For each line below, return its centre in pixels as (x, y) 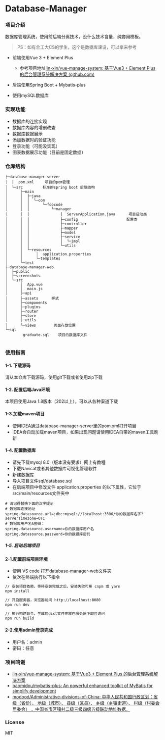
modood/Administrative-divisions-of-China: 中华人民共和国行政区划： (83, 697)
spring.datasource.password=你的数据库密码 (48, 534)
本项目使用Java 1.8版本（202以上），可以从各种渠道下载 (62, 401)
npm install (17, 591)
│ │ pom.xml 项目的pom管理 (37, 182)
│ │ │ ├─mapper (42, 228)
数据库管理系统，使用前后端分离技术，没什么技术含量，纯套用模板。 (74, 37)
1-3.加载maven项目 (25, 414)
